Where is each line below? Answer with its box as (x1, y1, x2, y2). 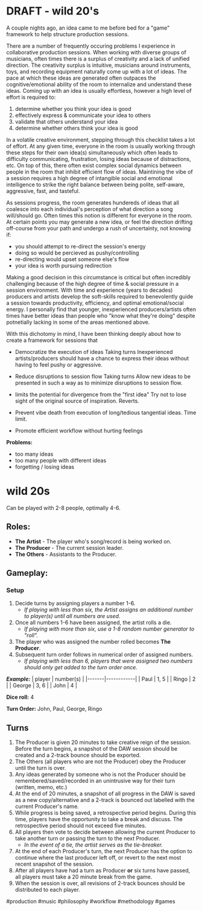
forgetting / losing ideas (14, 463, 74, 470)
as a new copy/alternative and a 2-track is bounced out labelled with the (14, 796, 195, 804)
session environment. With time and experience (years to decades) (6, 286, 173, 294)
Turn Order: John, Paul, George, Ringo (6, 705, 103, 713)
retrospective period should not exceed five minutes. (14, 822, 147, 830)
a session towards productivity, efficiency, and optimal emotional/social (6, 299, 184, 306)
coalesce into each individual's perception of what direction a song (6, 205, 173, 212)
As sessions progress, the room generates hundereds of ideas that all (6, 199, 179, 206)
